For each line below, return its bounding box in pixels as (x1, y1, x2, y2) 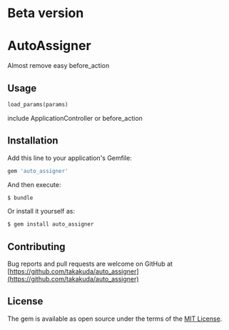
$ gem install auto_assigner (7, 221, 94, 228)
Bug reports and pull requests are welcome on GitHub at (7, 259, 173, 269)
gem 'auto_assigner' (7, 167, 69, 174)
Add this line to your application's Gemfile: (7, 154, 132, 162)
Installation (7, 134, 58, 147)
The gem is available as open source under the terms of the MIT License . (7, 314, 223, 323)
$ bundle (7, 194, 34, 201)
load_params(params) (7, 101, 69, 108)
